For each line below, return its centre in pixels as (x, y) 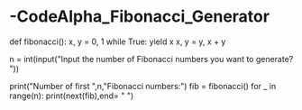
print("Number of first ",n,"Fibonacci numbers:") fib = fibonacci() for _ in (143, 86)
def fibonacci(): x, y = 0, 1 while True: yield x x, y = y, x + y (118, 41)
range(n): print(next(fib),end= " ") (72, 96)
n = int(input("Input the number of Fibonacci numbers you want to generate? (151, 59)
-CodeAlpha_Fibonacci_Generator (140, 17)
